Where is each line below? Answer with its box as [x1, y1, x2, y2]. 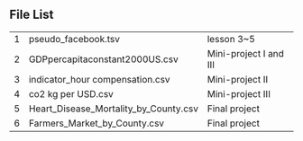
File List [9, 7, 54, 22]
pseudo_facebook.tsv [28, 32, 120, 45]
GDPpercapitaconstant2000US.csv [28, 53, 179, 66]
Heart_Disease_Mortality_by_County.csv [28, 102, 198, 115]
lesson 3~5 [207, 32, 255, 45]
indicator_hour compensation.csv [28, 73, 170, 85]
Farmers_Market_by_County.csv [28, 117, 165, 129]
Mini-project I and [207, 47, 284, 59]
